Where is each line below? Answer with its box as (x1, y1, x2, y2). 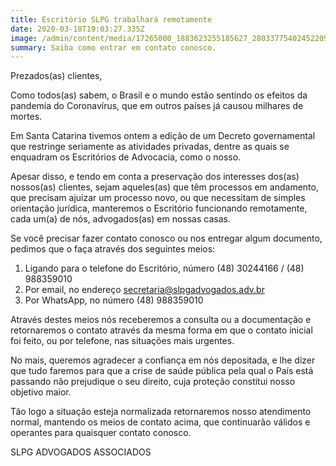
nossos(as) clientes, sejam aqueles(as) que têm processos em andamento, (10, 181, 319, 193)
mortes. (10, 111, 43, 123)
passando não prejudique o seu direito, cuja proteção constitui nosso (10, 376, 296, 388)
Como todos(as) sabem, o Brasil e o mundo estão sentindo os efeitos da (10, 89, 308, 101)
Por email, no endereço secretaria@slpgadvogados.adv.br (24, 284, 265, 296)
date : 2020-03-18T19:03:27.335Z (10, 24, 145, 34)
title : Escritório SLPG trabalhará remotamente (10, 14, 213, 25)
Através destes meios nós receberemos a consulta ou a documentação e (10, 314, 312, 326)
